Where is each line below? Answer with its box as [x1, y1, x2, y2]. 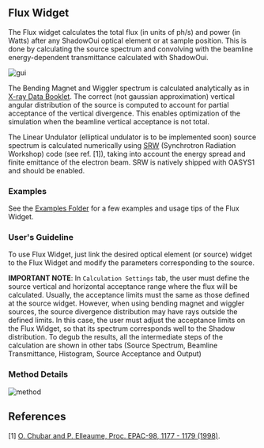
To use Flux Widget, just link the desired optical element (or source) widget [8, 249, 253, 260]
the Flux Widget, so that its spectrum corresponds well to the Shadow [8, 324, 236, 333]
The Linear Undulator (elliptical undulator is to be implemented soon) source [8, 132, 257, 142]
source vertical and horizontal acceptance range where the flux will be [8, 282, 239, 291]
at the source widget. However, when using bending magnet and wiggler [8, 298, 245, 308]
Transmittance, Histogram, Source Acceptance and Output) [8, 349, 202, 359]
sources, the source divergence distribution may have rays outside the [8, 307, 238, 317]
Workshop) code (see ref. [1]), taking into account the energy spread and [8, 149, 247, 158]
